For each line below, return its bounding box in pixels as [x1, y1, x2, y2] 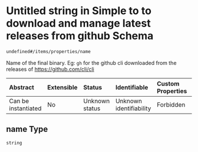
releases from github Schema [6, 29, 154, 42]
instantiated [9, 104, 42, 113]
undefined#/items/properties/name [6, 48, 91, 54]
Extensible [47, 83, 78, 91]
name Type [6, 124, 48, 134]
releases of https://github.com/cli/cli [6, 65, 94, 72]
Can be [9, 97, 29, 105]
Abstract [9, 83, 34, 91]
